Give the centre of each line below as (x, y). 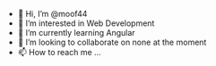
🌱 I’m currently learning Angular (77, 33)
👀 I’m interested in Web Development (86, 23)
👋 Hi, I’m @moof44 (52, 14)
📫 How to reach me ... (59, 52)
